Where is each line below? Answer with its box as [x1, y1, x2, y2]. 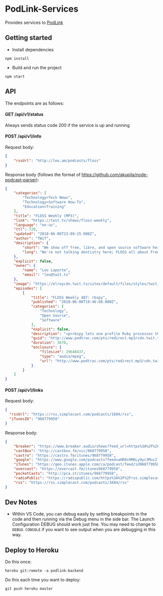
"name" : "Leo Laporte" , [22, 268, 70, 273]
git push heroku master [5, 586, 53, 591]
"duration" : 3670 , [31, 340, 68, 345]
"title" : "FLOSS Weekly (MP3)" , [14, 213, 79, 218]
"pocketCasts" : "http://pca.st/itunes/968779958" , [14, 471, 118, 476]
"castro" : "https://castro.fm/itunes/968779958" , [14, 453, 116, 458]
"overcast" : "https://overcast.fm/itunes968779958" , [14, 467, 123, 472]
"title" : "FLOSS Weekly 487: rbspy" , [31, 295, 108, 300]
